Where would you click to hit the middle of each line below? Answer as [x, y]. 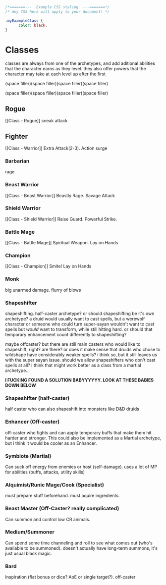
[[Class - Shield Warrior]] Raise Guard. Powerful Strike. [61, 219]
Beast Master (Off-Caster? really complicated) [62, 509]
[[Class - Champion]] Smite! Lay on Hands [48, 266]
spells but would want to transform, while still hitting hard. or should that [79, 329]
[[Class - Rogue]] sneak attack [36, 121]
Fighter [17, 136]
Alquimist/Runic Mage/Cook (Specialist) [55, 484]
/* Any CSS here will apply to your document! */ [57, 12]
